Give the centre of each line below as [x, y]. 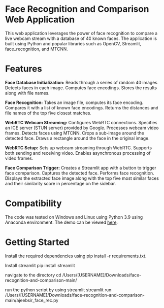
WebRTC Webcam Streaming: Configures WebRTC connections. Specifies [81, 122]
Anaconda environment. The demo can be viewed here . [62, 222]
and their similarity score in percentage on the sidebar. [61, 183]
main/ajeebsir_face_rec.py [32, 300]
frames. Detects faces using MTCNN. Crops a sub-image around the [75, 133]
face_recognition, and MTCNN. [36, 49]
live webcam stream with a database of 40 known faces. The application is [81, 38]
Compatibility [33, 204]
